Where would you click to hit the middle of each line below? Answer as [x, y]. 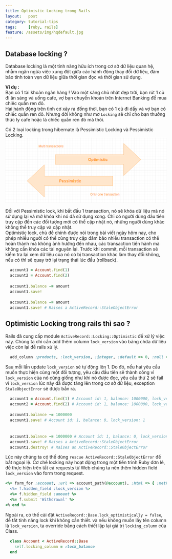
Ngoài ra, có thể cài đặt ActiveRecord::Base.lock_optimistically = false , [84, 514]
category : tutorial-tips [32, 22]
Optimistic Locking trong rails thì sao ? [68, 324]
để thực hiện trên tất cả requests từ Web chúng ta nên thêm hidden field [81, 468]
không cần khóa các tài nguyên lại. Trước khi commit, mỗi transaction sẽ [82, 249]
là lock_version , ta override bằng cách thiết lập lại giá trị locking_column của [86, 526]
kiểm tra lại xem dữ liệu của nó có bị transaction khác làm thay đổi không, [83, 255]
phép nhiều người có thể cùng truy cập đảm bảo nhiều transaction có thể [82, 238]
